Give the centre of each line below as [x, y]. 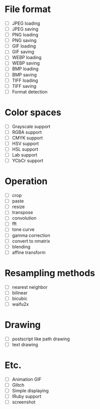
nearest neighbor [30, 287]
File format [28, 9]
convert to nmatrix [31, 241]
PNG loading [25, 35]
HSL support [25, 149]
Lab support [25, 155]
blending [21, 246]
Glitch [18, 385]
